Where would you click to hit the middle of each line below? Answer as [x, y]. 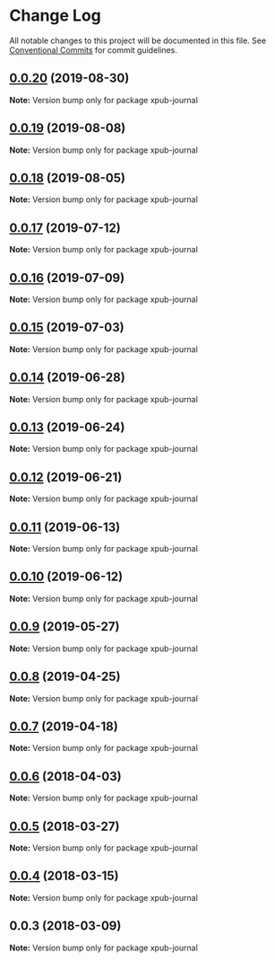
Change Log [55, 16]
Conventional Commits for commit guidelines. [93, 49]
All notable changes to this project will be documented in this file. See [138, 40]
